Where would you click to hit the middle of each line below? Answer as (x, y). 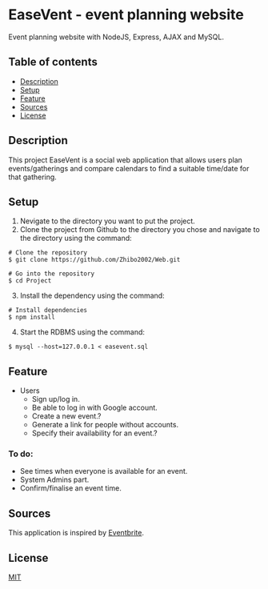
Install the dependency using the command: (92, 296)
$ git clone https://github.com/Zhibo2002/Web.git (94, 260)
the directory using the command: (76, 238)
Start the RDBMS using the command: (82, 332)
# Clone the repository (48, 253)
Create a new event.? (66, 416)
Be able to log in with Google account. (94, 408)
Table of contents (53, 62)
